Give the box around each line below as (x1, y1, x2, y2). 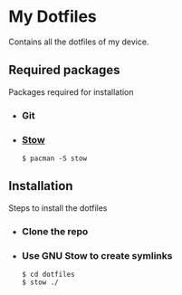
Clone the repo (21, 224, 89, 237)
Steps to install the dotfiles (8, 202, 108, 214)
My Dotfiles (8, 6, 97, 27)
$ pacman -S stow (21, 154, 88, 163)
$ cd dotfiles (21, 270, 75, 279)
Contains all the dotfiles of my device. (8, 36, 149, 47)
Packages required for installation (8, 86, 134, 97)
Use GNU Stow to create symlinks (21, 249, 173, 262)
